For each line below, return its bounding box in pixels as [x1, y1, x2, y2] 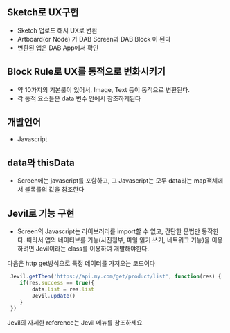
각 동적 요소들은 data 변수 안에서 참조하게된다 [17, 94, 141, 102]
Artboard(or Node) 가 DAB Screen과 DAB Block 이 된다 [17, 35, 171, 43]
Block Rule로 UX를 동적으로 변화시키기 [7, 66, 166, 78]
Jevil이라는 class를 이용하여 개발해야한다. [35, 244, 150, 253]
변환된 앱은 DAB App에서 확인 [17, 44, 99, 52]
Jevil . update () [32, 292, 76, 299]
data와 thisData [7, 156, 75, 168]
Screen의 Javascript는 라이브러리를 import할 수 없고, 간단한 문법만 [17, 227, 201, 235]
